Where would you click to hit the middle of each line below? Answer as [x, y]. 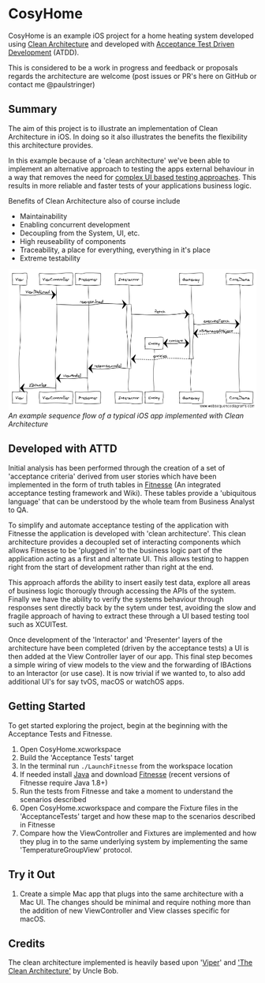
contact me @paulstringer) [52, 84]
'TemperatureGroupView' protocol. [76, 850]
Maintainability [43, 216]
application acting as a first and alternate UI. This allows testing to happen [129, 558]
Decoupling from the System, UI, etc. [80, 233]
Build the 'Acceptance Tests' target [77, 757]
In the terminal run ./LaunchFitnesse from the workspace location [126, 766]
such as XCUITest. [38, 624]
